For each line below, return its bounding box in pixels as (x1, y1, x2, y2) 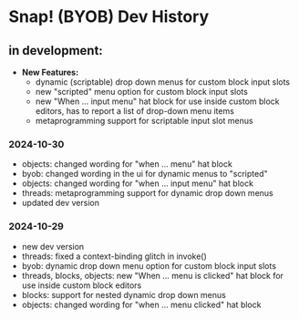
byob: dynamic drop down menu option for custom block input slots (21, 260, 277, 271)
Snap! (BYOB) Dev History (8, 6, 210, 27)
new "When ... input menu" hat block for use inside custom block (35, 96, 280, 107)
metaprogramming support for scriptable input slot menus (35, 116, 253, 126)
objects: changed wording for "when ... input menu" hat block (21, 178, 254, 189)
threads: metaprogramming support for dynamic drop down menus (21, 188, 274, 199)
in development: (8, 43, 104, 58)
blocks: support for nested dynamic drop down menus (21, 289, 227, 300)
